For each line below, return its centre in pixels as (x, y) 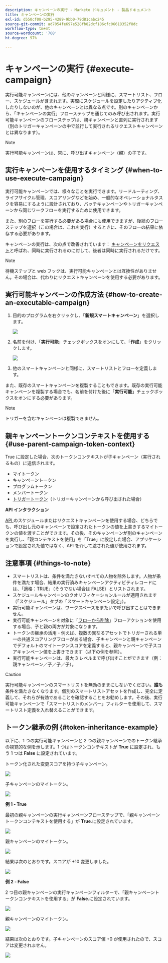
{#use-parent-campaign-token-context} (70, 444)
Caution (13, 675)
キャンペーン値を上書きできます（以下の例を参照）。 (71, 652)
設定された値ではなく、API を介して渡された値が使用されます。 (84, 546)
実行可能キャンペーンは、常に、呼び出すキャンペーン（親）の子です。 (77, 153)
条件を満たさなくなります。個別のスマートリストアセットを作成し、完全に (82, 691)
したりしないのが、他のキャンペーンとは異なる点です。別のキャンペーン (79, 107)
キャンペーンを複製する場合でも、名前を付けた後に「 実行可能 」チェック (80, 392)
